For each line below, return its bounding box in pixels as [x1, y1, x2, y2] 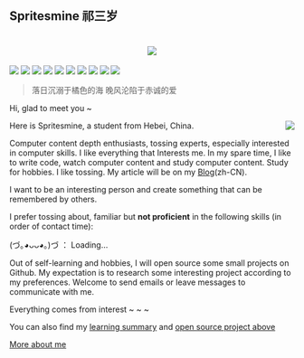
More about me [9, 339, 67, 350]
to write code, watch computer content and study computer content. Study [9, 157, 290, 168]
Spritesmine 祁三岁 [9, 8, 119, 24]
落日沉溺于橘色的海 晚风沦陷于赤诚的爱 [31, 85, 177, 96]
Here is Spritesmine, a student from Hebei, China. [9, 120, 195, 131]
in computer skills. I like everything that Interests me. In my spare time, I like [9, 147, 291, 158]
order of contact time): [9, 221, 93, 232]
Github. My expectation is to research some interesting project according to [9, 268, 291, 278]
